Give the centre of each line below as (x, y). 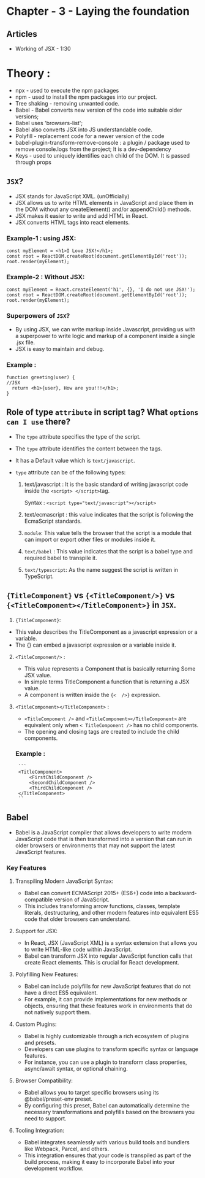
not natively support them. (58, 1012)
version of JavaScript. (82, 899)
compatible (39, 899)
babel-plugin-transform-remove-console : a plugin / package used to (102, 142)
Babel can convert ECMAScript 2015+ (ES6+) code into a (96, 893)
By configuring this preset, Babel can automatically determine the (107, 1105)
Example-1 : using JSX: (41, 238)
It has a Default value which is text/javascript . (75, 460)
